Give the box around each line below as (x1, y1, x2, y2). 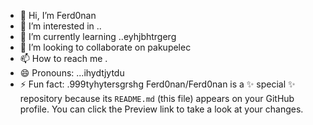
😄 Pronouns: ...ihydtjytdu (19, 67, 125, 79)
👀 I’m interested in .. (19, 20, 102, 32)
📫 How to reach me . (19, 53, 108, 64)
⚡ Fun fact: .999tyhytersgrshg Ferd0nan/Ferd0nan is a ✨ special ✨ (19, 78, 296, 90)
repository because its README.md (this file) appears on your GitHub (19, 93, 295, 104)
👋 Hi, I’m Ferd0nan (19, 10, 97, 21)
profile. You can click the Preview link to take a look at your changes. (19, 103, 304, 115)
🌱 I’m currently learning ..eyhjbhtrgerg (19, 31, 177, 42)
